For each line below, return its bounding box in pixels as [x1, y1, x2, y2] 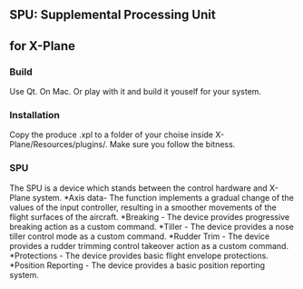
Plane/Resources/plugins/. [9, 139, 108, 150]
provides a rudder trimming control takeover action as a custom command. [9, 240, 288, 251]
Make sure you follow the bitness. [109, 139, 236, 150]
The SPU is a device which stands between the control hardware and [9, 182, 268, 194]
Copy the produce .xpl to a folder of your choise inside [9, 129, 214, 140]
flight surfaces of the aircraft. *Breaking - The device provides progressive [9, 211, 290, 222]
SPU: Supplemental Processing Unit [9, 7, 216, 23]
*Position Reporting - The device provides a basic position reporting [9, 259, 266, 271]
